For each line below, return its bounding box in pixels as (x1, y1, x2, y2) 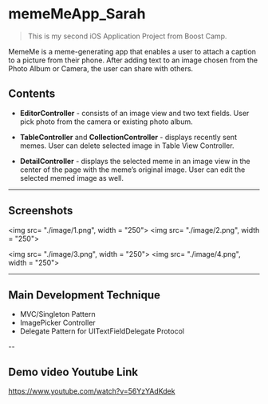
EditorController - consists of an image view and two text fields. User (19, 108, 250, 118)
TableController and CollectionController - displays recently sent (19, 132, 238, 142)
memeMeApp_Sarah (8, 5, 146, 23)
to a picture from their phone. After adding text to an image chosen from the (8, 55, 258, 65)
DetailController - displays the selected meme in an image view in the (19, 156, 251, 166)
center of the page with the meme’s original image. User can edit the (19, 165, 246, 174)
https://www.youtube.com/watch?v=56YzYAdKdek (8, 386, 175, 396)
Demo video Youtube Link (8, 365, 138, 378)
